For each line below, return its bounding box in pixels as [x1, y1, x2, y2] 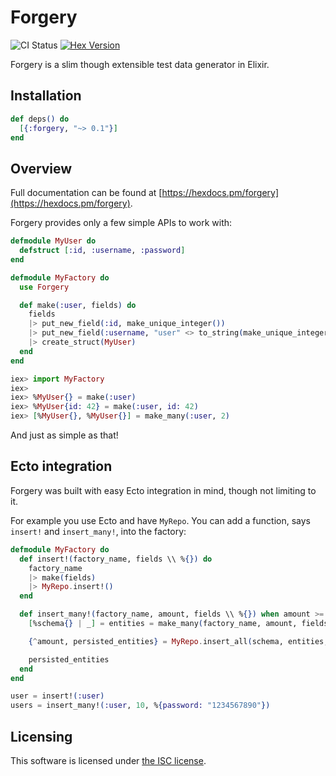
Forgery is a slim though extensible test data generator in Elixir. [10, 58, 270, 70]
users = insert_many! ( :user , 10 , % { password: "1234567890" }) [10, 701, 271, 711]
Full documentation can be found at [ [10, 187, 163, 199]
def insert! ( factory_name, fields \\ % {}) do [19, 554, 213, 564]
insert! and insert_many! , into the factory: [10, 525, 187, 537]
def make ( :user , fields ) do [19, 300, 137, 310]
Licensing [10, 728, 73, 745]
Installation [10, 87, 82, 105]
